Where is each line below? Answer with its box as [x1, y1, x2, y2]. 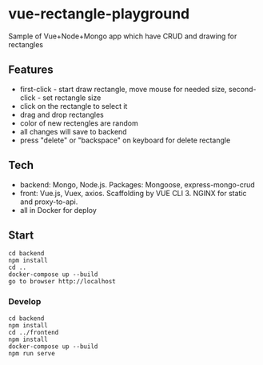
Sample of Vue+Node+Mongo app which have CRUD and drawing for [8, 31, 237, 41]
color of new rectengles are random [19, 118, 138, 128]
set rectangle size [42, 93, 102, 102]
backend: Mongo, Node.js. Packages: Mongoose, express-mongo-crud [19, 179, 256, 189]
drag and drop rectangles [19, 110, 104, 119]
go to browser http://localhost [8, 278, 116, 286]
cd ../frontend [8, 328, 59, 336]
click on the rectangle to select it [19, 101, 128, 110]
